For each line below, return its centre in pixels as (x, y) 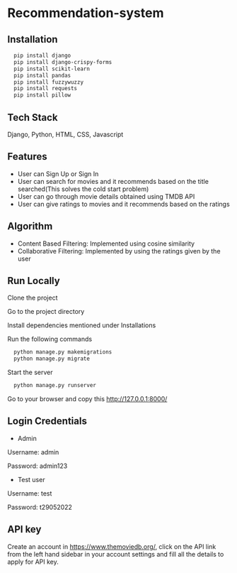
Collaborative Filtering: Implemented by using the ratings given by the (119, 251)
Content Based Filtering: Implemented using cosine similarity (106, 244)
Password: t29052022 (40, 507)
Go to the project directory (46, 312)
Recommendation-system (86, 13)
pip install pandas (42, 75)
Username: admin (33, 452)
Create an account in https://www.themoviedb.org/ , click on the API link (112, 546)
